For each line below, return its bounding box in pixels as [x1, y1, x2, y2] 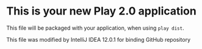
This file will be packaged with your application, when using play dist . [6, 24, 184, 31]
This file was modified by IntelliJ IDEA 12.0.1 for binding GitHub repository [6, 36, 191, 43]
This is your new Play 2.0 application [6, 4, 197, 18]
